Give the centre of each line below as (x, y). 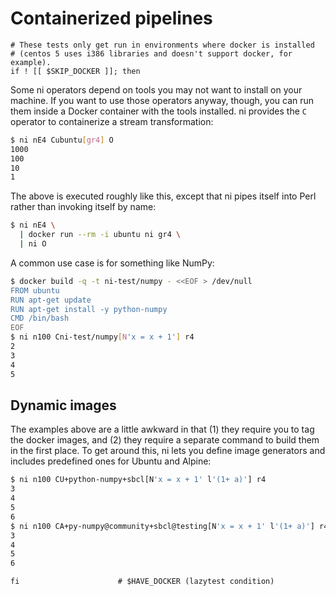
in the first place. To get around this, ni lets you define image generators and (168, 451)
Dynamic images (63, 405)
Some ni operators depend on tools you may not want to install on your (156, 89)
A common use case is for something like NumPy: (112, 263)
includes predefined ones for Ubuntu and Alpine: (111, 461)
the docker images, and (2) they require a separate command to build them (165, 440)
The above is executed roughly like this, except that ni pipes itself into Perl (163, 196)
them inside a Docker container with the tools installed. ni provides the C (158, 111)
